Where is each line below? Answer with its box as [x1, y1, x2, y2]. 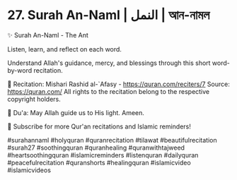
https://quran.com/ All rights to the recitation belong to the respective [7, 87, 210, 95]
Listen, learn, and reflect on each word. [7, 44, 122, 53]
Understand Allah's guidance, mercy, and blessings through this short [7, 59, 211, 67]
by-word [7, 66, 33, 74]
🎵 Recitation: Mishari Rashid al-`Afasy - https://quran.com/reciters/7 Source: [7, 80, 230, 88]
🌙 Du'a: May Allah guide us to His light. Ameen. [7, 108, 145, 116]
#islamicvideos [7, 166, 52, 174]
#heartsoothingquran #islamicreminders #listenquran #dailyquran [7, 150, 199, 159]
